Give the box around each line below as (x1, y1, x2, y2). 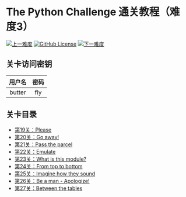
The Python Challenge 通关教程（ (6, 5, 170, 19)
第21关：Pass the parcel (14, 141, 73, 148)
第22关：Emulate (14, 148, 56, 155)
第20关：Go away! (14, 133, 59, 140)
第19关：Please (14, 126, 52, 133)
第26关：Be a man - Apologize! (14, 177, 90, 184)
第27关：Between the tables (14, 185, 83, 192)
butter (9, 88, 26, 96)
